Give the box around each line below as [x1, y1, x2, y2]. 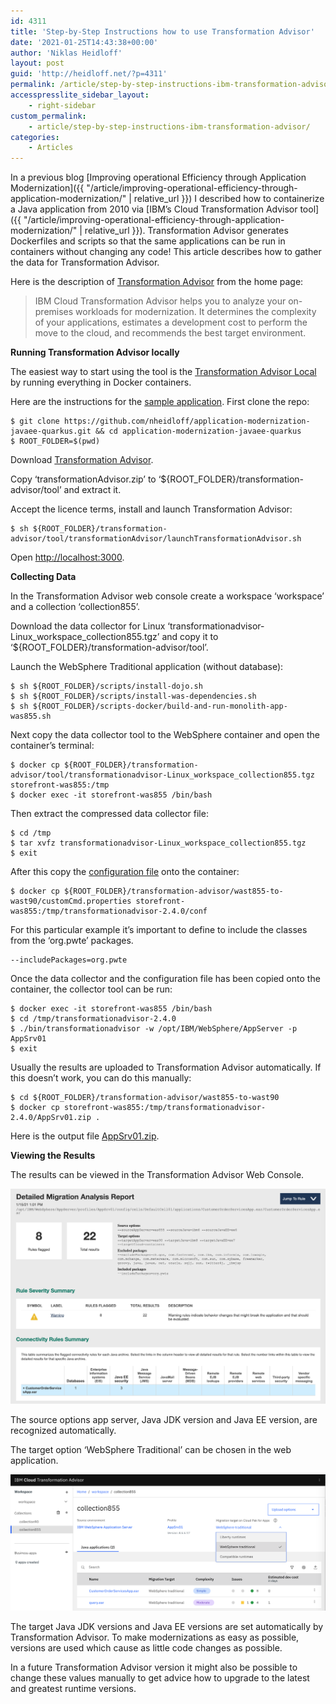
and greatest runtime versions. [10, 1683, 137, 1695]
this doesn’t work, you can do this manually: [10, 1072, 192, 1084]
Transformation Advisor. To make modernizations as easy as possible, [10, 1631, 300, 1644]
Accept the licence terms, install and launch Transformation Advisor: [10, 503, 293, 515]
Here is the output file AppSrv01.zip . [10, 1130, 160, 1142]
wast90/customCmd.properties [10, 896, 132, 907]
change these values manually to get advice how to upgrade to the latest [10, 1672, 310, 1684]
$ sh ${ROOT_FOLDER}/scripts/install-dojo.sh [10, 681, 203, 692]
